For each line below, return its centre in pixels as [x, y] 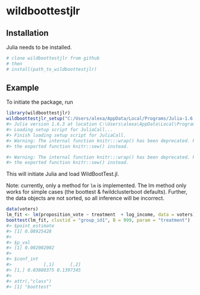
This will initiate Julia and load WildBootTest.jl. [62, 174]
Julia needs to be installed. [39, 47]
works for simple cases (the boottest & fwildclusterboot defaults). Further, [97, 192]
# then [14, 64]
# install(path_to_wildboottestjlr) [51, 69]
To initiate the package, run [40, 102]
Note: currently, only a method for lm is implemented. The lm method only [96, 185]
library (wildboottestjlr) [38, 113]
